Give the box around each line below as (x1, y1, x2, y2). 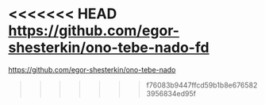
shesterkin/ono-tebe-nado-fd (8, 39, 209, 56)
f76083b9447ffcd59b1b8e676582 (146, 80, 258, 90)
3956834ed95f (146, 88, 197, 98)
